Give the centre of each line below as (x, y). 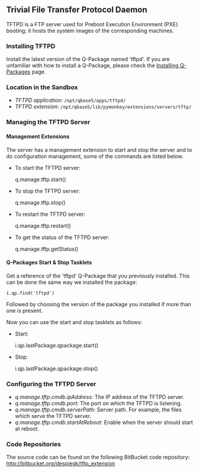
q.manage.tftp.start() (40, 179)
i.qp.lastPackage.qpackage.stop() (56, 368)
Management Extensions (38, 136)
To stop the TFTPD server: (48, 191)
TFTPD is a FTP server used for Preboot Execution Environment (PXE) (92, 24)
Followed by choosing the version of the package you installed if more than (99, 304)
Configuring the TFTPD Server (51, 384)
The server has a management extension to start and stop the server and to (99, 149)
